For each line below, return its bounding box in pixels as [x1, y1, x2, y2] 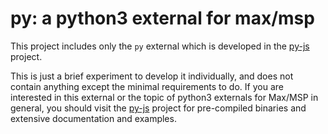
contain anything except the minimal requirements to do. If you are [10, 80, 284, 92]
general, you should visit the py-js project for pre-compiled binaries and [10, 102, 307, 114]
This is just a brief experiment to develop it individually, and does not [10, 70, 294, 82]
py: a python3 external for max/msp [10, 7, 315, 30]
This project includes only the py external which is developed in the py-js [10, 40, 310, 52]
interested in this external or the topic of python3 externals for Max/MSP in [10, 91, 319, 103]
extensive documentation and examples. [10, 112, 177, 124]
